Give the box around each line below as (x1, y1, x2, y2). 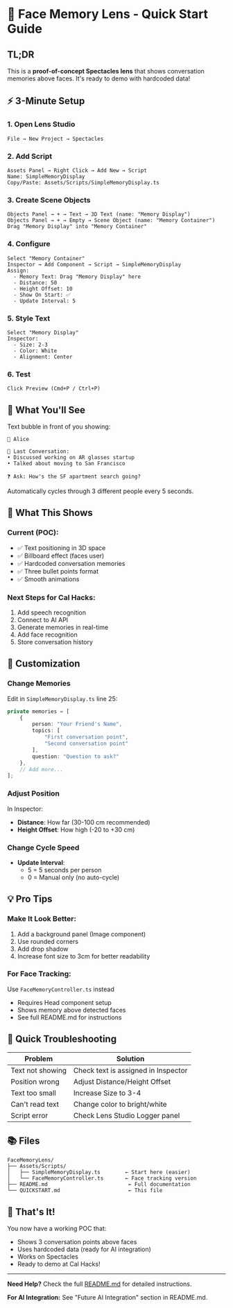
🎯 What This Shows (7, 507, 94, 519)
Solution (116, 1053, 145, 1063)
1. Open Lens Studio (7, 119, 76, 129)
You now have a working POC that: (7, 1224, 107, 1233)
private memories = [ (7, 707, 70, 715)
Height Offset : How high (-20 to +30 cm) (17, 825, 135, 834)
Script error (10, 1110, 49, 1120)
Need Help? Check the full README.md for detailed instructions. (7, 1280, 192, 1289)
